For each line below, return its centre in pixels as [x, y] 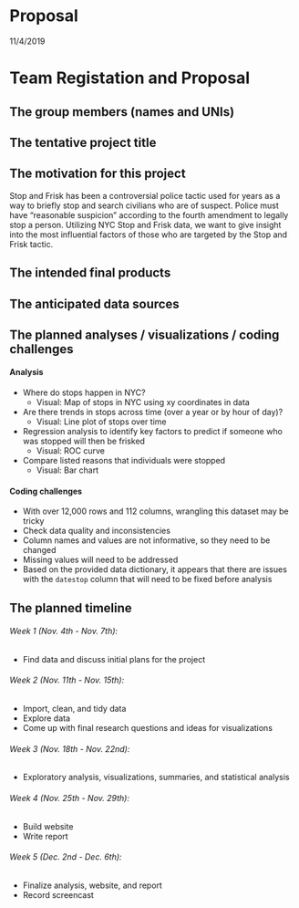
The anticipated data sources [94, 303]
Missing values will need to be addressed [100, 560]
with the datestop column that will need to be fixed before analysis [147, 579]
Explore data [46, 718]
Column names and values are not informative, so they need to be [146, 540]
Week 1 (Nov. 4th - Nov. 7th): [64, 631]
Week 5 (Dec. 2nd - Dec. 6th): [66, 857]
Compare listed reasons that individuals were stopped [124, 461]
